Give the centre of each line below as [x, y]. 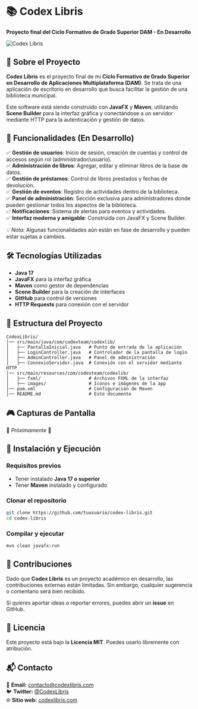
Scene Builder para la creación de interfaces [70, 292]
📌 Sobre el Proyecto [43, 62]
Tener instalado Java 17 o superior [57, 479]
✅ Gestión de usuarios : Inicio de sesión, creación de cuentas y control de [97, 153]
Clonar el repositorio [36, 501]
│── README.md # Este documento [69, 394]
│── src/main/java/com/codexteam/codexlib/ [61, 342]
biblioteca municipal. [32, 95]
